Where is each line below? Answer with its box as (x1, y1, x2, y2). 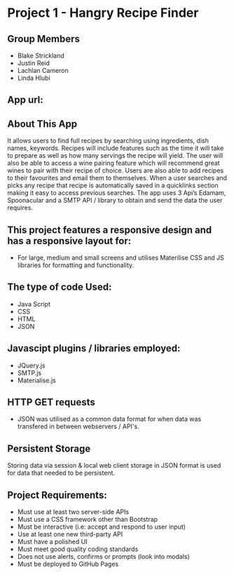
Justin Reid (17, 59, 50, 67)
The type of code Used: (7, 281, 112, 293)
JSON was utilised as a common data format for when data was (17, 415, 202, 424)
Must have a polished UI (17, 538, 88, 546)
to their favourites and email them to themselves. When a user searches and (7, 174, 228, 182)
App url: (7, 94, 43, 106)
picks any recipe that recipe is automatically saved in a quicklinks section (7, 181, 219, 190)
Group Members (7, 33, 81, 45)
